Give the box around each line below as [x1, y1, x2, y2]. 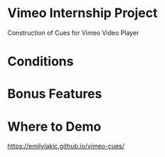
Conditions [7, 53, 74, 70]
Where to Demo [7, 119, 102, 134]
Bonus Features [7, 86, 102, 102]
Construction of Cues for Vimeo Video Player [7, 28, 139, 37]
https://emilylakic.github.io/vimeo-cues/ [7, 142, 125, 151]
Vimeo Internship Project [7, 5, 158, 21]
